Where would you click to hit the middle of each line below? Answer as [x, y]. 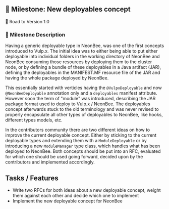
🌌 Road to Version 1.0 [27, 21]
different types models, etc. [34, 120]
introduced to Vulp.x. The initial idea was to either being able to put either [81, 51]
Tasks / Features [32, 178]
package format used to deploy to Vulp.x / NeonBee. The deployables [78, 104]
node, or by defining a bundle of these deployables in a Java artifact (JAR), [83, 67]
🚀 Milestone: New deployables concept [68, 9]
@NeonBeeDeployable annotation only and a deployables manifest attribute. [81, 93]
